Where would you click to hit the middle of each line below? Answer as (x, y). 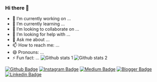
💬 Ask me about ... (31, 40)
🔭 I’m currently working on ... (41, 19)
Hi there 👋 (17, 8)
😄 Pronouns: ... (28, 52)
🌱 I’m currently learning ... (39, 24)
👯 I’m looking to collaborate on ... (46, 29)
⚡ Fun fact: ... (26, 58)
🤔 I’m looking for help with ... (41, 35)
